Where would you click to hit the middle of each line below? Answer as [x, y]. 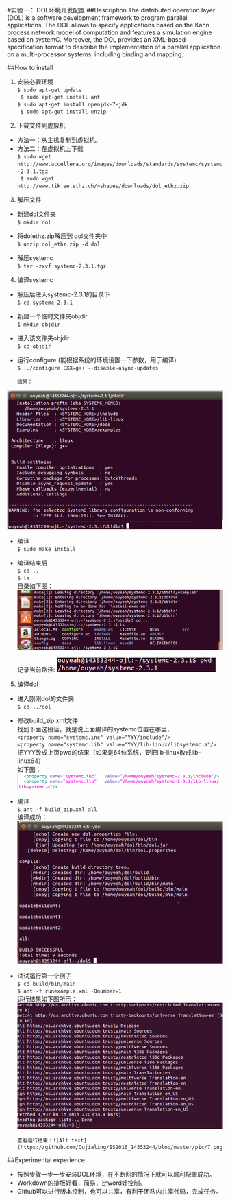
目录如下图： [35, 586]
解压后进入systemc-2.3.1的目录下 [64, 294]
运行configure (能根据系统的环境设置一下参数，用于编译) [97, 360]
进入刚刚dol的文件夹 [46, 699]
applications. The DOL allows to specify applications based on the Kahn [108, 25]
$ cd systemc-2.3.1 [45, 303]
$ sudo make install [46, 549]
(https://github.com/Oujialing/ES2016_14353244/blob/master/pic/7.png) [121, 1148]
